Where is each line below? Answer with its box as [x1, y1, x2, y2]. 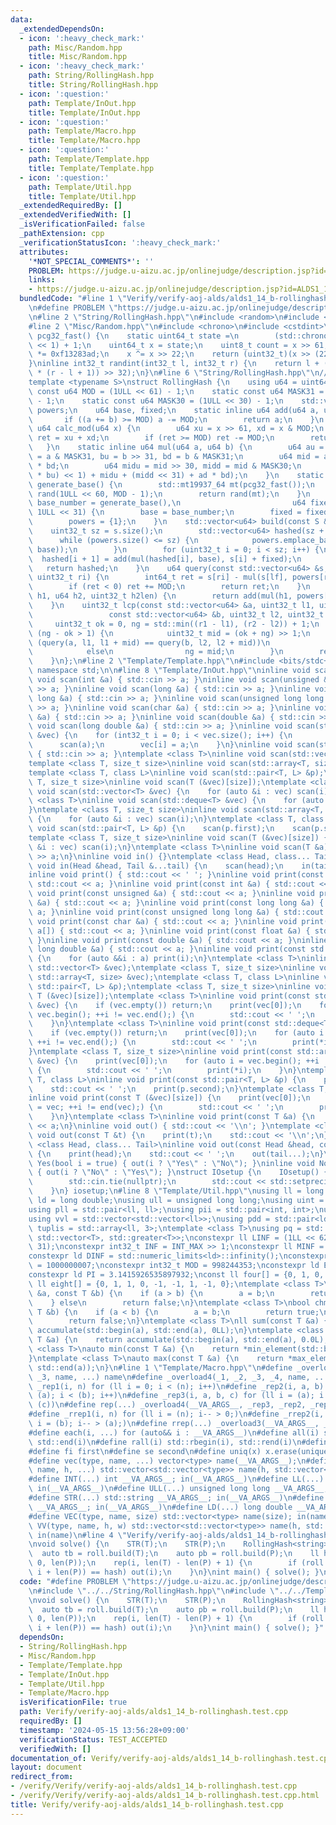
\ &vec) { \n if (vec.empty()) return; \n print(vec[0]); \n [28, 1000, 302, 1010]
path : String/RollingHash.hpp [28, 71, 155, 81]
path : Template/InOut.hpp [28, 98, 137, 108]
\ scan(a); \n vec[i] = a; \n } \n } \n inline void [28, 740, 293, 750]
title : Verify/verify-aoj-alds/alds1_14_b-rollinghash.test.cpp [10, 1799, 284, 1810]
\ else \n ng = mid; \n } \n [28, 647, 284, 657]
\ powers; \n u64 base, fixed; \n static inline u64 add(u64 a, [28, 405, 320, 415]
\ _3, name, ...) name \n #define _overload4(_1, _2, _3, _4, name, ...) [28, 1372, 333, 1382]
